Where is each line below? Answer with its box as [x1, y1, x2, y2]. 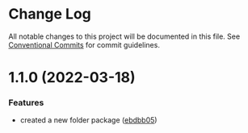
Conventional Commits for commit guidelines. [8, 39, 160, 49]
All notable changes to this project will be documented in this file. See [8, 31, 241, 41]
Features [8, 98, 44, 109]
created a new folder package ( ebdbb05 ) [19, 115, 158, 125]
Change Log [8, 5, 91, 23]
